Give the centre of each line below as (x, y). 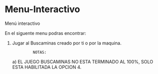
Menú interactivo (22, 23)
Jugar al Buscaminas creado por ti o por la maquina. (67, 43)
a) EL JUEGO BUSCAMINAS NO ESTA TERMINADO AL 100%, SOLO (83, 61)
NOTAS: (40, 52)
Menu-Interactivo (42, 9)
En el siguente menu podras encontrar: (45, 33)
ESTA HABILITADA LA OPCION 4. (47, 67)
